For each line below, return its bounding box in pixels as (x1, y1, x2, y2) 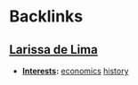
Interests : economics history (21, 65, 129, 76)
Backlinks (9, 6, 84, 27)
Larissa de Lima (9, 42, 98, 57)
